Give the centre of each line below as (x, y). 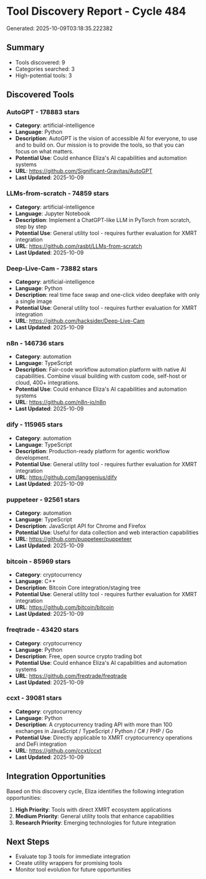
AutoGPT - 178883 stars (43, 112)
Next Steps (28, 842)
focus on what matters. (44, 152)
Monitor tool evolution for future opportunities (73, 870)
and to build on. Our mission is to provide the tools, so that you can (100, 145)
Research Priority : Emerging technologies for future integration (95, 823)
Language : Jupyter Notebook (53, 213)
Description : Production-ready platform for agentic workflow (92, 451)
